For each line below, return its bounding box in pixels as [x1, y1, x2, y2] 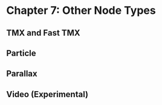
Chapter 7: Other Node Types [6, 4, 156, 17]
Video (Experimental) [6, 89, 89, 100]
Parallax [6, 69, 37, 79]
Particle [6, 48, 36, 58]
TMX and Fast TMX [6, 28, 80, 38]
